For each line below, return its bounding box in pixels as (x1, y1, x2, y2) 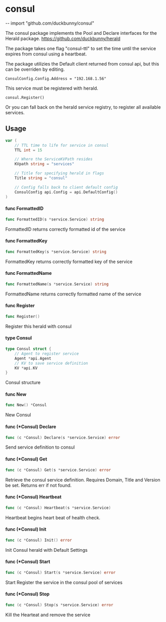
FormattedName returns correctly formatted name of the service (5, 291, 142, 297)
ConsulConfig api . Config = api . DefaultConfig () (14, 189, 118, 195)
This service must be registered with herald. (5, 85, 98, 91)
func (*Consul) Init (5, 526, 47, 532)
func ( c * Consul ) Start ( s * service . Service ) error (5, 570, 116, 575)
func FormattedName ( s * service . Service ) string (5, 282, 109, 287)
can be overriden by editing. (5, 66, 65, 72)
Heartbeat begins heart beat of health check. (5, 514, 101, 520)
